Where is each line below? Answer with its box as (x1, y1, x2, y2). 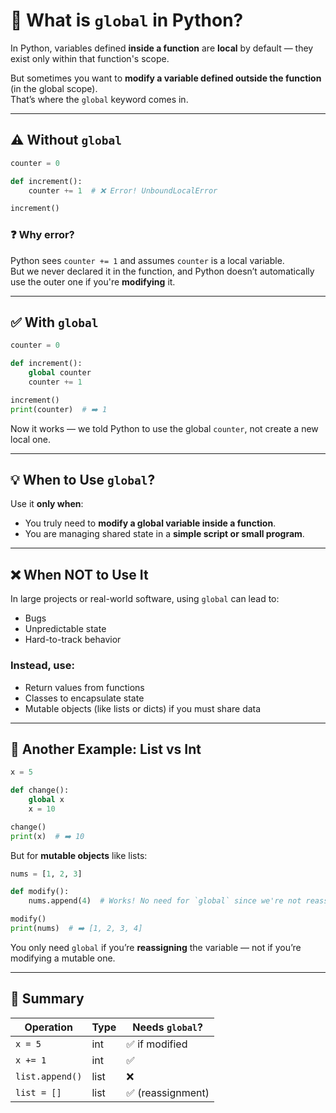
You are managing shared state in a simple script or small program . (24, 528, 305, 540)
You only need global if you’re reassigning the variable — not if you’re (10, 941, 302, 953)
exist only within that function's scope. (10, 52, 170, 64)
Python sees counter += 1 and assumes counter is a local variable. (10, 254, 285, 266)
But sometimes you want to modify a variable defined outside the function (10, 72, 322, 84)
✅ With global (10, 314, 99, 331)
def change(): (10, 785, 70, 796)
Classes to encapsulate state (24, 692, 145, 704)
